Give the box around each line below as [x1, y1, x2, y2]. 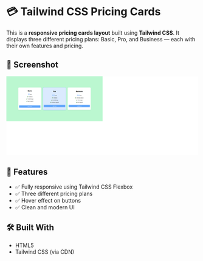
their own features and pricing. [6, 42, 84, 49]
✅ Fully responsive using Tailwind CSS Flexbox [15, 183, 133, 190]
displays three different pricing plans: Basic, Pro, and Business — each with [6, 35, 196, 43]
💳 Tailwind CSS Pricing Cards [6, 5, 161, 19]
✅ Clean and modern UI [15, 203, 75, 211]
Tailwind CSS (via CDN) [15, 248, 75, 256]
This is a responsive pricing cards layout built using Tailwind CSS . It [6, 29, 180, 37]
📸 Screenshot [6, 60, 59, 70]
